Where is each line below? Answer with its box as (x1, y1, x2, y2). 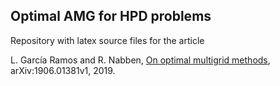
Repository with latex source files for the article (10, 34, 205, 46)
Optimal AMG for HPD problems (10, 8, 212, 25)
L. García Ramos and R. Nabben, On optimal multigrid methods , (10, 54, 271, 66)
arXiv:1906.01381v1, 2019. (10, 64, 116, 76)
